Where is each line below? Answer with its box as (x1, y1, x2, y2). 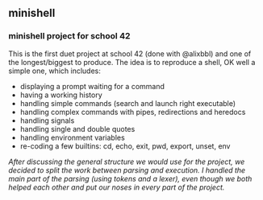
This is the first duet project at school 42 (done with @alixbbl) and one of (8, 48, 252, 59)
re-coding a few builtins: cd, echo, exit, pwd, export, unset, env (19, 141, 231, 151)
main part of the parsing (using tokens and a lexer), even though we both (8, 173, 253, 183)
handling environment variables (19, 133, 125, 142)
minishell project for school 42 (8, 31, 131, 42)
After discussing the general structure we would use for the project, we (8, 157, 245, 166)
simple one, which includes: (8, 66, 101, 76)
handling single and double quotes (19, 124, 136, 133)
